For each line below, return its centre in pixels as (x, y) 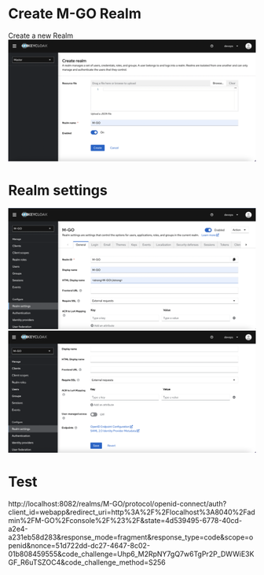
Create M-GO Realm (75, 14)
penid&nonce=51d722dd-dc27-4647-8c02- (79, 545)
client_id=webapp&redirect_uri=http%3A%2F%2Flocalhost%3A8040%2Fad (132, 512)
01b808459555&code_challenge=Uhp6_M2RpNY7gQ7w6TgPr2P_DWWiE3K (131, 554)
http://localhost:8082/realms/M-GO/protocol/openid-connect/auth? (117, 503)
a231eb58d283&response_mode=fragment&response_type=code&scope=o (131, 537)
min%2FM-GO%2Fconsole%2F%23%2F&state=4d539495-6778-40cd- (125, 520)
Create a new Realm (40, 35)
